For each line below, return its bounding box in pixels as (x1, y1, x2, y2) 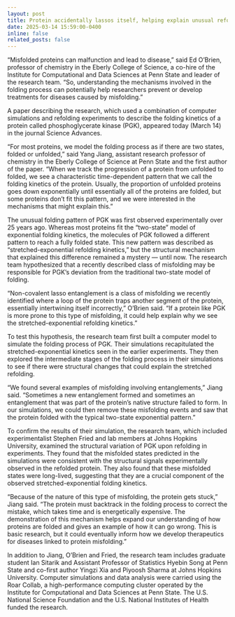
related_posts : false (7, 37, 71, 44)
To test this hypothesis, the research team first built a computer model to (7, 333, 217, 341)
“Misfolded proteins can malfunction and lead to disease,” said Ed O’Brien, (7, 55, 222, 64)
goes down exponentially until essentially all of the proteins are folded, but (7, 187, 222, 196)
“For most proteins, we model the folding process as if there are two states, (7, 142, 225, 151)
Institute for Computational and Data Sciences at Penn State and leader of (7, 71, 220, 79)
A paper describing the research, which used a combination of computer (7, 107, 217, 115)
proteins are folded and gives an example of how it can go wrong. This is (7, 522, 217, 531)
